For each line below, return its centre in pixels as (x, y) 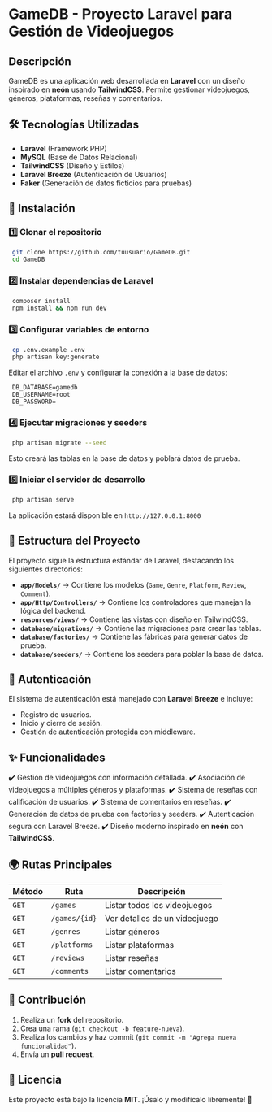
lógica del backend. (53, 610)
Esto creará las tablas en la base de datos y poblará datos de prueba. (124, 458)
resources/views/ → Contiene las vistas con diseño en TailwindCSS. (134, 619)
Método (28, 891)
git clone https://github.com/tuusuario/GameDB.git (101, 252)
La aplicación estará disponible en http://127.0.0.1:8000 (105, 515)
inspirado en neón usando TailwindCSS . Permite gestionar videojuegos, (129, 89)
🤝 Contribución (47, 1000)
